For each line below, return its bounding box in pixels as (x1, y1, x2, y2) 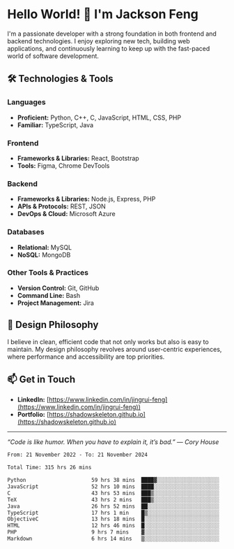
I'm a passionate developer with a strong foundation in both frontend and (7, 29, 217, 38)
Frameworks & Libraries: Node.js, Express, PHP (17, 195, 156, 204)
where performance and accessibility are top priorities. (7, 352, 165, 361)
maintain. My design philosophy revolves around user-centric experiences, (7, 345, 222, 353)
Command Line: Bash (17, 291, 81, 299)
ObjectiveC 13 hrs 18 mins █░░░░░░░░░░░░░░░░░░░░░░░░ (7, 515, 219, 523)
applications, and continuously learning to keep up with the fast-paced (7, 44, 210, 52)
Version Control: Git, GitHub (17, 283, 100, 292)
